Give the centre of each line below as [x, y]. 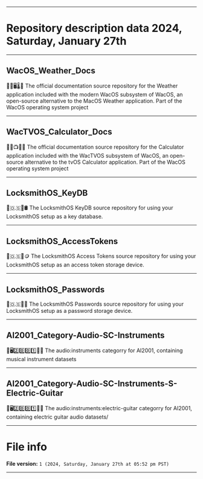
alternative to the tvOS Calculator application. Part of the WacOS [105, 162]
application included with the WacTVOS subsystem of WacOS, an [88, 155]
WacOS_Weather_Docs [51, 71]
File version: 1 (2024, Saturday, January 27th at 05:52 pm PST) [88, 463]
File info [27, 447]
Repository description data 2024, [94, 28]
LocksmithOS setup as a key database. [55, 217]
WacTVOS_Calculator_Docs [59, 132]
